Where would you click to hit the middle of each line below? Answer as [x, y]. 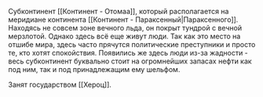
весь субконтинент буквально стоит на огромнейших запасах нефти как [130, 61]
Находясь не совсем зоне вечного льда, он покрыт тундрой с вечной [125, 28]
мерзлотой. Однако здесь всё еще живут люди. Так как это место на [124, 36]
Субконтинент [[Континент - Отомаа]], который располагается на [119, 11]
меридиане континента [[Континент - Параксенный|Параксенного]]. [123, 20]
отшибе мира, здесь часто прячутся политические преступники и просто [132, 45]
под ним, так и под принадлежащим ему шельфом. [94, 69]
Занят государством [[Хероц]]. [60, 84]
